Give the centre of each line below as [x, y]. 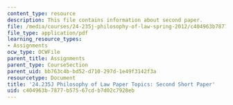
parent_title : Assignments [46, 59]
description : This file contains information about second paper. [105, 20]
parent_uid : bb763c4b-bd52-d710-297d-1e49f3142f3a [82, 71]
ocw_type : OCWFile [34, 52]
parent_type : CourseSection [48, 65]
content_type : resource [42, 13]
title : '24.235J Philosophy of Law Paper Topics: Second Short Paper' [111, 84]
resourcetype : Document [42, 78]
